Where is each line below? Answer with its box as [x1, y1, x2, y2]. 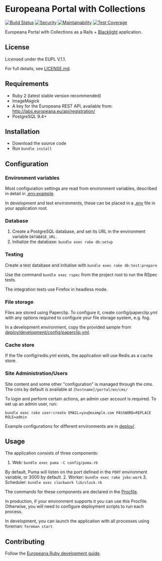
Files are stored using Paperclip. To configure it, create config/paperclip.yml [5, 309, 158, 315]
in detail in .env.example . [5, 191, 55, 197]
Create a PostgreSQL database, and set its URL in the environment [12, 228, 146, 235]
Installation [5, 127, 40, 136]
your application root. [5, 205, 48, 211]
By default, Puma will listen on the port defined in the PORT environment [5, 469, 147, 475]
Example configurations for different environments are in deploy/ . [5, 423, 136, 429]
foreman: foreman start [5, 523, 53, 529]
